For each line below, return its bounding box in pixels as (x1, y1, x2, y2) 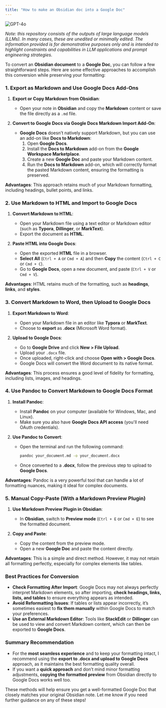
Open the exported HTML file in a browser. (19, 250, 108, 256)
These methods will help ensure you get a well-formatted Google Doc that (5, 686, 157, 692)
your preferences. (12, 610, 50, 617)
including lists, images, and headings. (5, 375, 82, 381)
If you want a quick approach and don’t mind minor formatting (12, 666, 140, 672)
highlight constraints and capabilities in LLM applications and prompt (5, 46, 147, 52)
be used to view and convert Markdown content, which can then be (12, 621, 151, 627)
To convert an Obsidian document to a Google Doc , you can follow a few (5, 61, 155, 67)
